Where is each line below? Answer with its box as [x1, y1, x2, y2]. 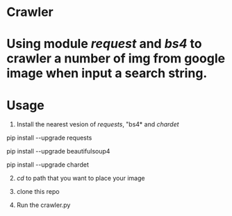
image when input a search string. [6, 65, 208, 81]
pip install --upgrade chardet [6, 160, 90, 169]
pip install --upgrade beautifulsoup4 [6, 147, 110, 156]
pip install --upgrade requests [6, 133, 92, 142]
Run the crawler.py [16, 201, 71, 209]
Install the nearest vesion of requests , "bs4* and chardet [16, 120, 179, 128]
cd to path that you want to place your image [16, 174, 145, 183]
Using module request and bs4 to [6, 36, 202, 52]
